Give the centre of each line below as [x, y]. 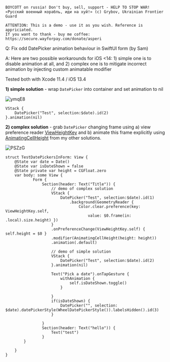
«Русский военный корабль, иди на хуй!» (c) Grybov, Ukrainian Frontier [84, 12]
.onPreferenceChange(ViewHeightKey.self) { [98, 229]
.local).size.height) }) [32, 220]
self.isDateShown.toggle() [98, 283]
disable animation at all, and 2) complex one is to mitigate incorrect [76, 64]
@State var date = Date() [42, 162]
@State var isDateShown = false [49, 166]
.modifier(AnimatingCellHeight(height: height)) [104, 238]
